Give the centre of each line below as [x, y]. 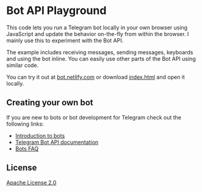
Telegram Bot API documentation [57, 142]
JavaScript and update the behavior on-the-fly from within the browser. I [98, 34]
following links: [25, 124]
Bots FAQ [27, 148]
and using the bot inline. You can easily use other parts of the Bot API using [101, 59]
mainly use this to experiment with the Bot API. [65, 40]
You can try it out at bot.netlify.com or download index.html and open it [96, 77]
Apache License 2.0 [31, 182]
